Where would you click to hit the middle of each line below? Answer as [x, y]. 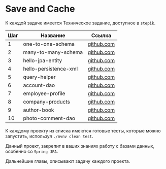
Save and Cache [40, 9]
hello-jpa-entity [43, 60]
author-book [39, 110]
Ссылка [101, 35]
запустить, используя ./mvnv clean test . [49, 136]
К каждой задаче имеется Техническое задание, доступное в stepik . [80, 23]
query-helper [39, 77]
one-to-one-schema [49, 44]
